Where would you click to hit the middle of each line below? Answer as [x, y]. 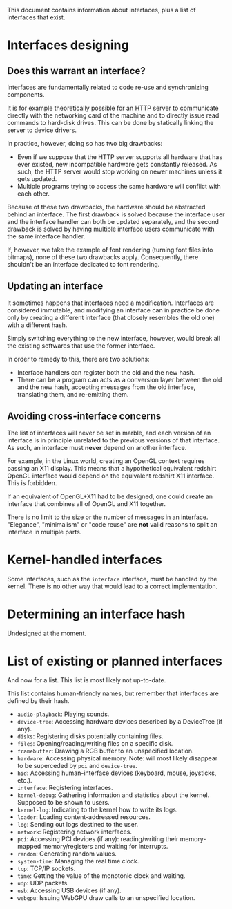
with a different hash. [37, 325]
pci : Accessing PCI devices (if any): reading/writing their [98, 839]
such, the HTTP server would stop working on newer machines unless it [119, 171]
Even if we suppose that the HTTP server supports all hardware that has [120, 157]
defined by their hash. [38, 701]
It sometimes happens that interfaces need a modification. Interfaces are [110, 303]
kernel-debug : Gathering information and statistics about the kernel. [113, 795]
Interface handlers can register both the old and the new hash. [106, 372]
